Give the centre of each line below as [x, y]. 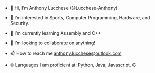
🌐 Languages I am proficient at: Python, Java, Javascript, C [73, 65]
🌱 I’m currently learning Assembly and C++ [56, 33]
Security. [20, 23]
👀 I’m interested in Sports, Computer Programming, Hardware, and [80, 18]
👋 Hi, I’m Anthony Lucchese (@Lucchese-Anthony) [64, 8]
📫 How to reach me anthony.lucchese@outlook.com [66, 53]
